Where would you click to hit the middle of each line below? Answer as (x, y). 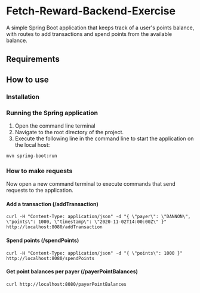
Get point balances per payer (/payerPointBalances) (72, 271)
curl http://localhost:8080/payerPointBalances (67, 284)
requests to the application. (40, 191)
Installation (23, 96)
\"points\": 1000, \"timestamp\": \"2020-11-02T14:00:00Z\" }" (87, 222)
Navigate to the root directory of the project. (69, 132)
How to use (27, 79)
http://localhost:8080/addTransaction (54, 227)
